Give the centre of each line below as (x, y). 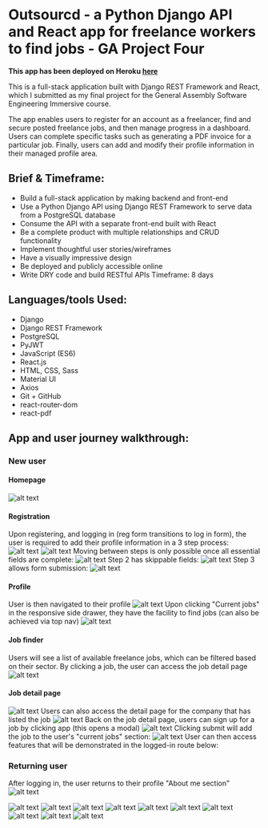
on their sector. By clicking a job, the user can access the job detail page (128, 666)
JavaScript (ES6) (48, 353)
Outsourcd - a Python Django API (120, 15)
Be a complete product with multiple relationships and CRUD (120, 232)
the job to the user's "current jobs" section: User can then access (133, 737)
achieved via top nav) (44, 621)
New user (27, 461)
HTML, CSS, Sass (49, 370)
